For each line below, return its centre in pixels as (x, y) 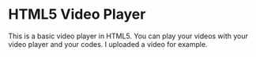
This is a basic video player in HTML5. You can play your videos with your (128, 36)
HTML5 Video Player (77, 14)
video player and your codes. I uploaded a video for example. (108, 44)
